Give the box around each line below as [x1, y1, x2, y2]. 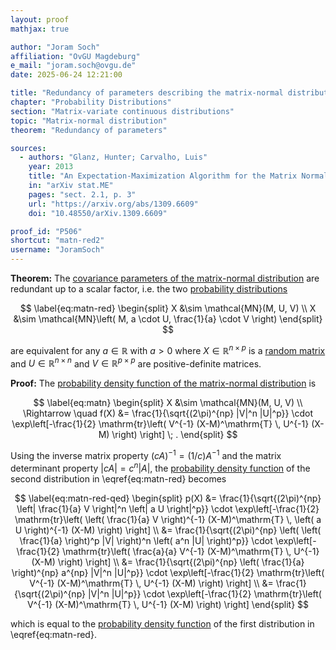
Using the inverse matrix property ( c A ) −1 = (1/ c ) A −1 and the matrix [10, 448, 282, 461]
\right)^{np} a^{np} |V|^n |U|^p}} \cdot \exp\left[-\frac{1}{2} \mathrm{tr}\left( [11, 566, 325, 578]
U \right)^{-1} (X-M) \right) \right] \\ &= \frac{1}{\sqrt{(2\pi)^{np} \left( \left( [14, 524, 322, 536]
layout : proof [10, 14, 70, 25]
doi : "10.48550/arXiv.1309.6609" [28, 208, 168, 218]
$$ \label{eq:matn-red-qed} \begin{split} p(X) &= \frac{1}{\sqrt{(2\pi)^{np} [14, 492, 322, 504]
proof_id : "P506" [10, 226, 83, 236]
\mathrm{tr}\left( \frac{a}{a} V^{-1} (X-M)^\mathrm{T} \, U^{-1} [61, 545, 320, 557]
